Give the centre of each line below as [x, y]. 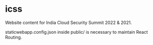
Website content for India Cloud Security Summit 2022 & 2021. [68, 22]
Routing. [14, 37]
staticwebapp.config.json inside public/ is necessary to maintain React [76, 32]
